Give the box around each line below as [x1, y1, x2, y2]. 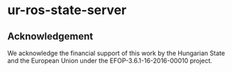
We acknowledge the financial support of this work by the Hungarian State [7, 49, 226, 57]
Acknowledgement [7, 30, 94, 42]
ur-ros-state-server [7, 2, 127, 18]
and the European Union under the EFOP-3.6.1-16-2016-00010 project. [7, 56, 213, 65]
